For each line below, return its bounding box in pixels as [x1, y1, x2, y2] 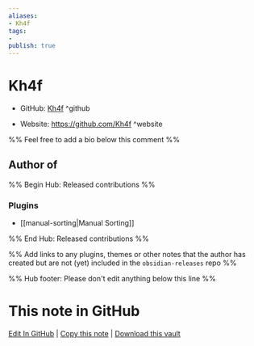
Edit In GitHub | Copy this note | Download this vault [8, 329, 181, 339]
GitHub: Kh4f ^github [19, 103, 90, 113]
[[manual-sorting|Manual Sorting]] [19, 218, 135, 228]
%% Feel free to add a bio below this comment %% [8, 135, 180, 145]
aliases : [8, 11, 38, 20]
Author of [8, 158, 58, 172]
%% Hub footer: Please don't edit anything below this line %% [8, 274, 216, 284]
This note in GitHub [8, 302, 140, 320]
